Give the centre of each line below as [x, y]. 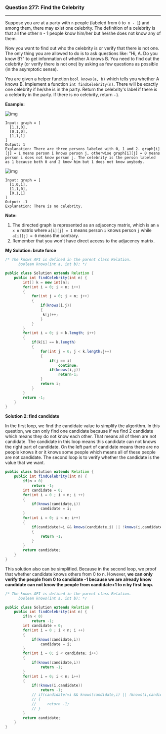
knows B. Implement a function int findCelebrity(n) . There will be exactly [82, 84]
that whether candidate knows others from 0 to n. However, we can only [79, 574]
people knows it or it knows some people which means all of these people [80, 452]
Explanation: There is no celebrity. [44, 206]
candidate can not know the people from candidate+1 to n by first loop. [79, 584]
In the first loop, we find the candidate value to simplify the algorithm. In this [83, 426]
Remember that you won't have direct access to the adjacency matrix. [83, 241]
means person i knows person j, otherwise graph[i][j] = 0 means [92, 153]
